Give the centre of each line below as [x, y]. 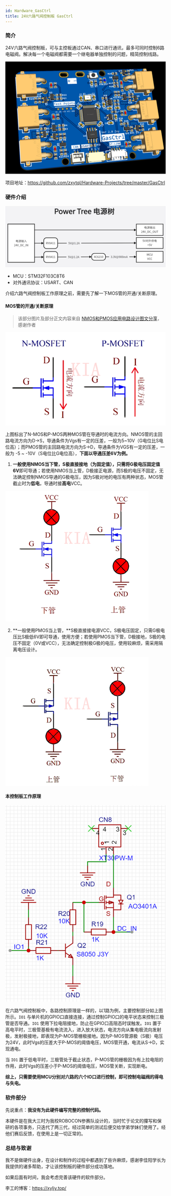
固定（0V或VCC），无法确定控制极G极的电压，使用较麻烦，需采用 [90, 643]
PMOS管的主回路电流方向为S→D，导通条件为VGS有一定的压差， [93, 447]
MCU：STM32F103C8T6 [39, 276]
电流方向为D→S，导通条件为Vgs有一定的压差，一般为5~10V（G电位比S [84, 440]
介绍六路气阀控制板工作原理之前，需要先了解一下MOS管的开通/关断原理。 [83, 293]
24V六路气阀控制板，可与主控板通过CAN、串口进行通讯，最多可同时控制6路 [85, 47]
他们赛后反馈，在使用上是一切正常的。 [45, 1133]
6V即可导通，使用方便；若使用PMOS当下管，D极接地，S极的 [97, 637]
